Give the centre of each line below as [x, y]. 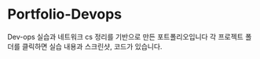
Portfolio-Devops [65, 14]
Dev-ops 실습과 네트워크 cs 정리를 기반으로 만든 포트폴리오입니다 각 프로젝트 [126, 36]
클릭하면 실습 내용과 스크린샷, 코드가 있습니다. [92, 46]
